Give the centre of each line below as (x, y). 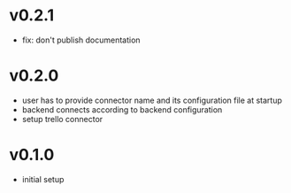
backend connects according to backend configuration (122, 109)
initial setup (43, 179)
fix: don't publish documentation (81, 40)
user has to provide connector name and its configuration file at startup (152, 100)
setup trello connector (62, 119)
